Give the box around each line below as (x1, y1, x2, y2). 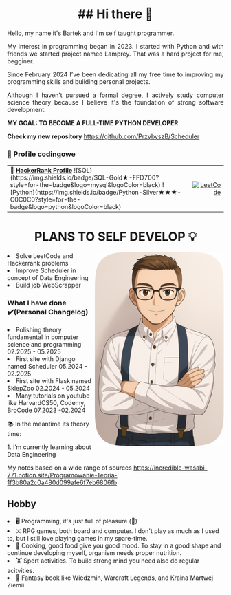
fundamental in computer (7, 333, 79, 341)
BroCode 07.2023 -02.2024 (7, 406, 86, 414)
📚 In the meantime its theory (7, 420, 89, 428)
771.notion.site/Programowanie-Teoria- (7, 470, 118, 479)
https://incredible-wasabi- (133, 464, 208, 472)
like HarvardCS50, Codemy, (7, 398, 86, 407)
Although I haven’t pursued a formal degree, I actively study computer (7, 91, 224, 99)
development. (7, 105, 46, 113)
